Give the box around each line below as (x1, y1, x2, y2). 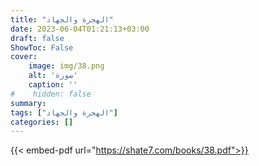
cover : (10, 52, 38, 62)
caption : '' (28, 80, 78, 90)
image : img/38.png (28, 61, 105, 71)
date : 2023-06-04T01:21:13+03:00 (10, 24, 150, 34)
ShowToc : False (10, 42, 74, 53)
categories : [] (10, 117, 74, 127)
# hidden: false (10, 89, 92, 99)
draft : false (10, 33, 65, 43)
